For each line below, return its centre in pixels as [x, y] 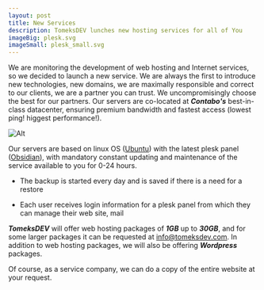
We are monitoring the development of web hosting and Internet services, [129, 67]
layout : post [30, 15]
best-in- [241, 101]
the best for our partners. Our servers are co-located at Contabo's [117, 101]
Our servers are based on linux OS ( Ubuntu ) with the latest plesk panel [124, 149]
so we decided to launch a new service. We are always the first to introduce [132, 76]
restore [31, 189]
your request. [30, 277]
